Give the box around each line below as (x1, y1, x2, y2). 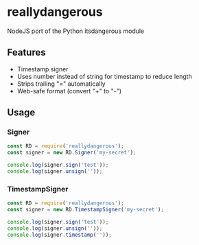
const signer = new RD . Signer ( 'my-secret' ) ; (7, 149, 137, 156)
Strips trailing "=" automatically (16, 80, 106, 88)
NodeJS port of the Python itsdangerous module (7, 27, 145, 35)
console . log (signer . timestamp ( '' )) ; (7, 231, 112, 238)
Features (7, 47, 46, 58)
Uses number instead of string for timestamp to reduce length (16, 72, 192, 80)
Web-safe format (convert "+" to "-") (16, 86, 122, 95)
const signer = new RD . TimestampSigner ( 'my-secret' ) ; (7, 207, 165, 213)
